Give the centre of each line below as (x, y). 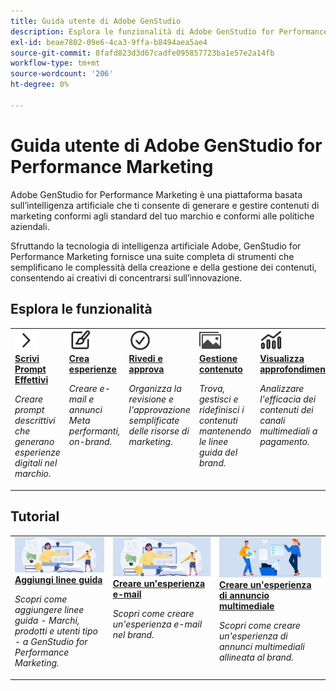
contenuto (220, 369)
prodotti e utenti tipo (56, 631)
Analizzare (282, 389)
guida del (218, 452)
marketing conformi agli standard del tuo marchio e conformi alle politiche (162, 216)
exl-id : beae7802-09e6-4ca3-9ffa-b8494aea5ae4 (109, 42)
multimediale (247, 606)
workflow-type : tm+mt (55, 63)
